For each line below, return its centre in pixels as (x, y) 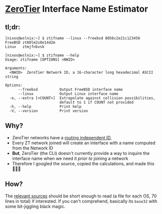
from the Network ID (33, 148)
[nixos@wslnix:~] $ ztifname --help (42, 55)
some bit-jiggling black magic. (35, 206)
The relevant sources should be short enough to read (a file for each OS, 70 (81, 196)
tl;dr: (13, 27)
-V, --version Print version (49, 111)
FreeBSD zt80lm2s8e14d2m (30, 43)
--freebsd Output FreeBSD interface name (70, 89)
